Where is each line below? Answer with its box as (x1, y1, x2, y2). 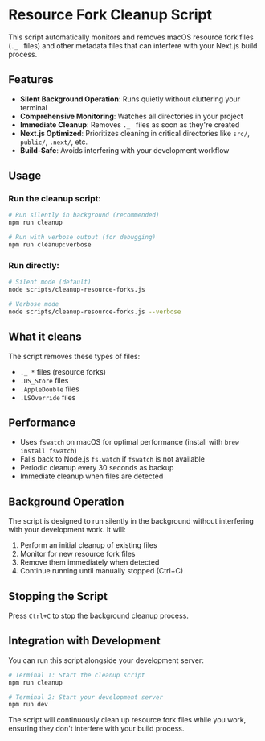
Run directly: (8, 259, 60, 271)
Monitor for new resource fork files (19, 549, 136, 559)
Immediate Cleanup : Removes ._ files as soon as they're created (19, 119, 240, 130)
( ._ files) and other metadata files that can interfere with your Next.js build (8, 40, 258, 50)
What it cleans (8, 330, 82, 344)
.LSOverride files (19, 392, 76, 402)
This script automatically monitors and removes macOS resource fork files (8, 32, 255, 42)
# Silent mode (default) (8, 278, 92, 287)
